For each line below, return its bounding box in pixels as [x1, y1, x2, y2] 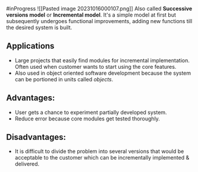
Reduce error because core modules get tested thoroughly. [14, 115, 161, 122]
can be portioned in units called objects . [14, 75, 114, 82]
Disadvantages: [6, 132, 67, 142]
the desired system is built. [6, 24, 73, 31]
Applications [6, 41, 55, 51]
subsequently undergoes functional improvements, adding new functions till [6, 18, 193, 24]
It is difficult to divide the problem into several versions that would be [14, 148, 184, 155]
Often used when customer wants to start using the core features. [14, 63, 177, 70]
